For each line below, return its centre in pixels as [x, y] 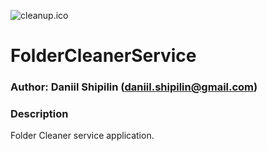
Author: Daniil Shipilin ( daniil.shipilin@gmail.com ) [134, 87]
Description [39, 114]
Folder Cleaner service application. [82, 136]
